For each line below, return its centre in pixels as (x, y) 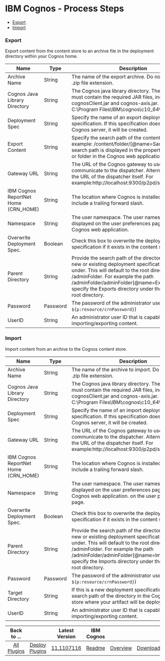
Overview (121, 648)
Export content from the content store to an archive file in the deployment (79, 51)
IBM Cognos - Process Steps (65, 9)
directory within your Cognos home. (41, 56)
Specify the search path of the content (116, 138)
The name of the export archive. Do (112, 77)
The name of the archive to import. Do (115, 369)
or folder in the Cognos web (104, 156)
